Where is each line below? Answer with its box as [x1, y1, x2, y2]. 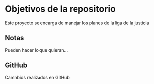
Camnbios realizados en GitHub [5, 74, 70, 80]
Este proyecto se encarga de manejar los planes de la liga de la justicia [5, 20, 149, 26]
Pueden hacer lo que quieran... [5, 47, 68, 53]
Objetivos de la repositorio [5, 3, 116, 15]
